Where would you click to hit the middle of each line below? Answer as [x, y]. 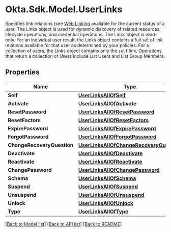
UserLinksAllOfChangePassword [119, 170]
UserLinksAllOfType [103, 212]
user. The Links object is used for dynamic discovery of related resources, [83, 29]
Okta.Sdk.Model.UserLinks [64, 9]
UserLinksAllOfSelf [102, 95]
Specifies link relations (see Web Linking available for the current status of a [85, 24]
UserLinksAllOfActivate [107, 103]
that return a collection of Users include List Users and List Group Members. [85, 56]
